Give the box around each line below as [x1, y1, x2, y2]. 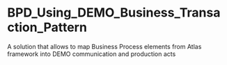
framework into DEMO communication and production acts [7, 50, 176, 58]
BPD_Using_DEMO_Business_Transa [7, 5, 221, 21]
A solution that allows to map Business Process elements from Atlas [7, 42, 202, 50]
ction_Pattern [7, 19, 87, 35]
